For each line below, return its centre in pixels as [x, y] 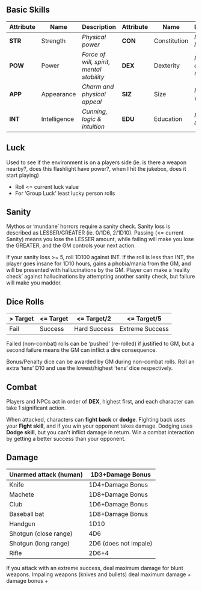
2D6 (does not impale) [121, 543]
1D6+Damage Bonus [118, 504]
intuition [93, 126]
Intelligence [58, 118]
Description [99, 26]
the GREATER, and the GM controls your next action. [71, 245]
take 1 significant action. [36, 408]
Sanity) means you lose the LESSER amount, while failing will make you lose [100, 239]
